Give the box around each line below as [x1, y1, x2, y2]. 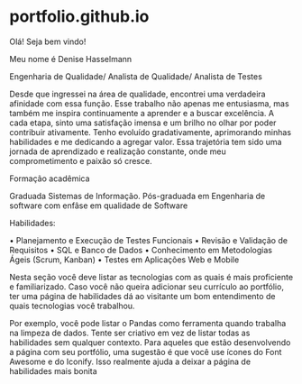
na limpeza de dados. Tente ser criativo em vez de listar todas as [9, 327, 251, 338]
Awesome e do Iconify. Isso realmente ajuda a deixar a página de [9, 356, 251, 367]
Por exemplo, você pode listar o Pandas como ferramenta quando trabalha [9, 317, 287, 328]
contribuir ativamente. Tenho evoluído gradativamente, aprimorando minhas [9, 126, 291, 137]
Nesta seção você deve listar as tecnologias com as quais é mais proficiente [9, 271, 294, 282]
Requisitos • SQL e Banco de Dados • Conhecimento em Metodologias [9, 244, 273, 255]
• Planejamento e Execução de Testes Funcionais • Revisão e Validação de [9, 234, 288, 245]
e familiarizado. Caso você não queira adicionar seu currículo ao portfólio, [9, 281, 284, 292]
